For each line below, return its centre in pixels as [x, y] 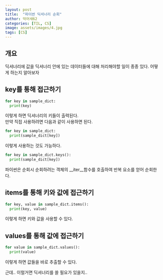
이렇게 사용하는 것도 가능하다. [33, 146]
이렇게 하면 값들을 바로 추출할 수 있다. [41, 262]
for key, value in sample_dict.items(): [47, 204]
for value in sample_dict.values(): [42, 248]
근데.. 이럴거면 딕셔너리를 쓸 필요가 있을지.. [46, 272]
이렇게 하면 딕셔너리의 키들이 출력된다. [42, 115]
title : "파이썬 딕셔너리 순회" [34, 14]
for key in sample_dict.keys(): [38, 155]
